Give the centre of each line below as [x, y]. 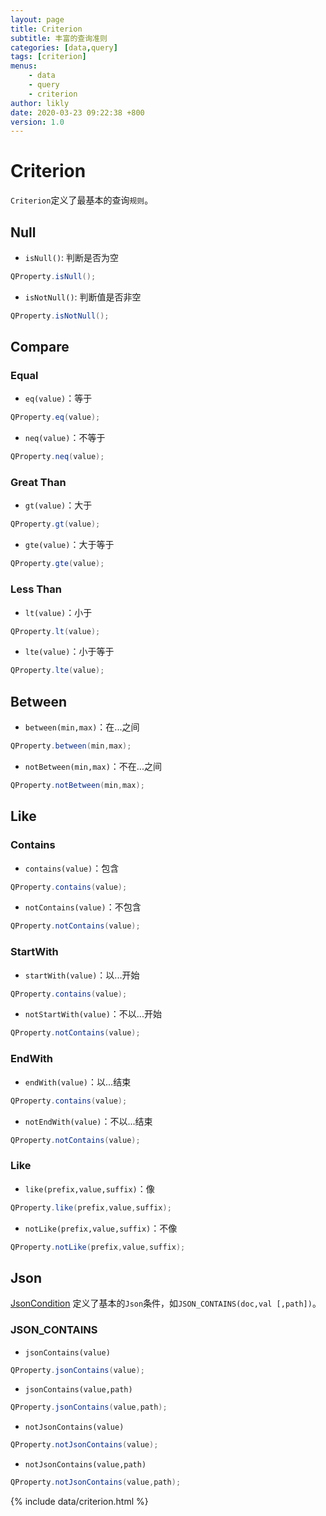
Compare [40, 347]
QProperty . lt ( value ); [55, 631]
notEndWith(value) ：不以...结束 [88, 1121]
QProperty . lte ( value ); [57, 671]
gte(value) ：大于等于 [69, 545]
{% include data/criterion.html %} [79, 1502]
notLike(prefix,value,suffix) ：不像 [101, 1228]
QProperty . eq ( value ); [55, 417]
